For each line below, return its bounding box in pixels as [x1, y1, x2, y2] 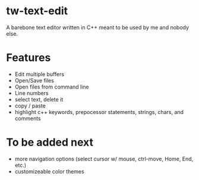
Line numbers [14, 89, 49, 96]
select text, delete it [14, 96, 64, 103]
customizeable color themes [14, 168, 84, 175]
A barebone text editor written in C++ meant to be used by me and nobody [6, 24, 189, 31]
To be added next [6, 135, 94, 149]
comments [14, 115, 41, 122]
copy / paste [14, 102, 46, 109]
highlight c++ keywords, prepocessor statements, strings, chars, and [14, 108, 184, 115]
